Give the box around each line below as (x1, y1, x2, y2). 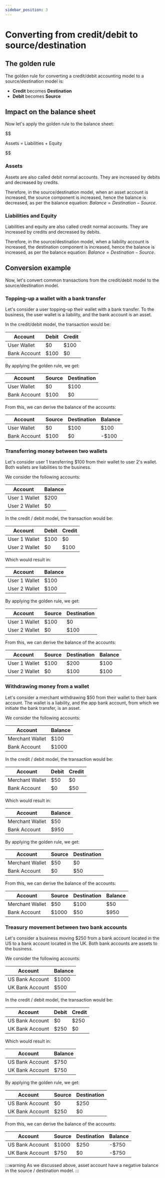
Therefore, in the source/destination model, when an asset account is (5, 189, 148, 195)
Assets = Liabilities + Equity (5, 140, 62, 146)
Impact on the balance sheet (5, 108, 96, 116)
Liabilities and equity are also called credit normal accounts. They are (5, 224, 148, 230)
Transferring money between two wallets (5, 448, 107, 455)
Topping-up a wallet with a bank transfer (5, 295, 106, 302)
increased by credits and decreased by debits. (5, 229, 101, 235)
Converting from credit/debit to (5, 29, 138, 40)
